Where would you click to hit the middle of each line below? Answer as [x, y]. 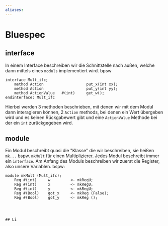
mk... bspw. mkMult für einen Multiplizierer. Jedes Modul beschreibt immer [82, 156]
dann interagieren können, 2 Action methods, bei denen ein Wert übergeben [84, 112]
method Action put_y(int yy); [66, 88]
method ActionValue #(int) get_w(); [59, 93]
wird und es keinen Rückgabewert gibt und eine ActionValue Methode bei [81, 117]
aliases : [14, 10]
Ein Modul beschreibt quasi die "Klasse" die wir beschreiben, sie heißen [80, 151]
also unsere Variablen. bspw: [35, 167]
